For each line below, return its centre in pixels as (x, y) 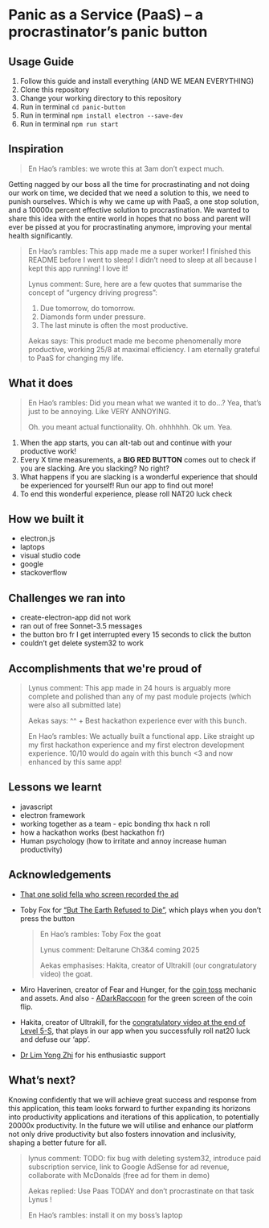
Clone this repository (55, 89)
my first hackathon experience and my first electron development (136, 745)
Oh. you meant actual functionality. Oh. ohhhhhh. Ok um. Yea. (130, 427)
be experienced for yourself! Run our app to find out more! (117, 485)
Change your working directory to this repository (101, 98)
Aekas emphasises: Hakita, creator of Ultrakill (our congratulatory (148, 965)
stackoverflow (43, 573)
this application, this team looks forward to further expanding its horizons (130, 1108)
